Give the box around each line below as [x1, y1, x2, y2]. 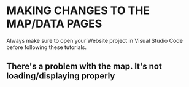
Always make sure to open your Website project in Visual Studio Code [6, 37, 183, 44]
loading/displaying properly [6, 71, 115, 81]
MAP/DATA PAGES [6, 17, 102, 31]
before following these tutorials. [6, 43, 87, 51]
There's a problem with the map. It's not [6, 61, 163, 72]
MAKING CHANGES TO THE [6, 4, 150, 18]
